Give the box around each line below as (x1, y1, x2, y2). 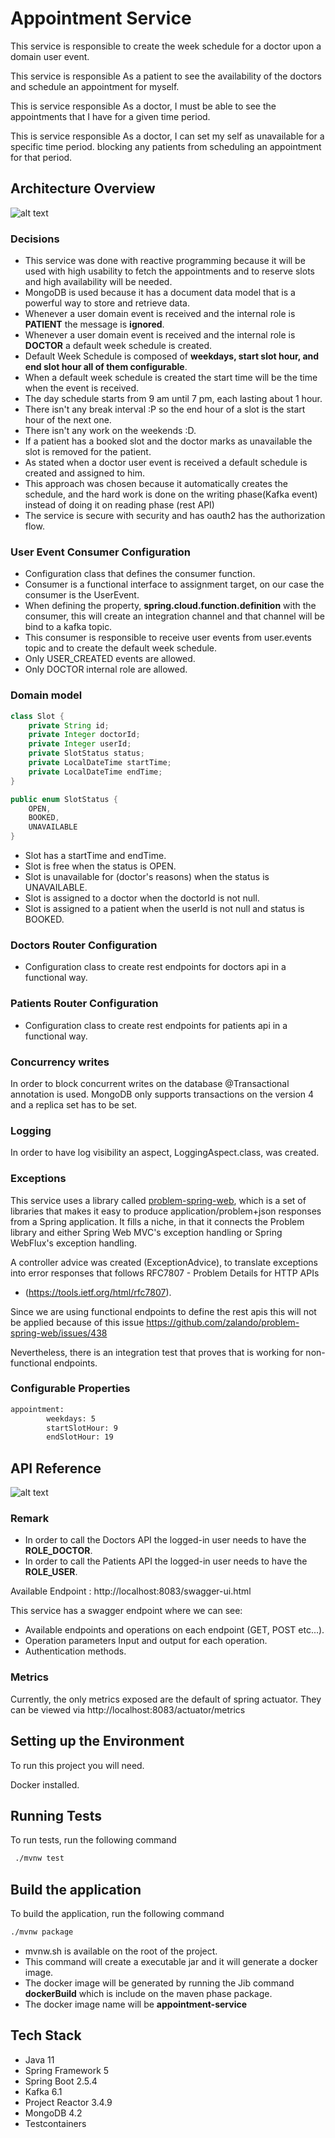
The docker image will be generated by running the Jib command (24, 1977, 295, 1989)
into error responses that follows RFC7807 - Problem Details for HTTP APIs (10, 1267, 320, 1279)
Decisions (10, 232, 60, 246)
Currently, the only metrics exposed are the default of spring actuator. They (10, 1693, 322, 1705)
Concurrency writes (10, 1055, 110, 1069)
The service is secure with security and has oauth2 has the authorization (24, 510, 326, 522)
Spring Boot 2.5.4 (24, 2075, 98, 2087)
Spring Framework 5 (24, 2064, 110, 2076)
